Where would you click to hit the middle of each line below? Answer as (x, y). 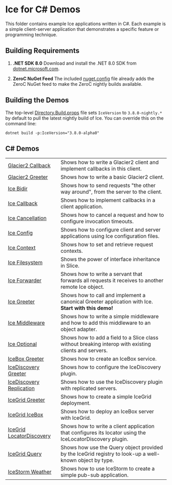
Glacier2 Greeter (28, 177)
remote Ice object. (82, 287)
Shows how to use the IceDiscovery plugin (112, 382)
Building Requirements (42, 51)
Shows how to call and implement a (103, 295)
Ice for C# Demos (43, 10)
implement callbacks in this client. (101, 169)
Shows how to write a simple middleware (110, 316)
